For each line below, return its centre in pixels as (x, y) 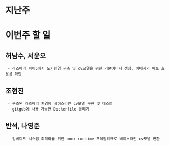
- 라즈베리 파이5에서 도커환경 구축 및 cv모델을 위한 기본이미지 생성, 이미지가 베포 (83, 69)
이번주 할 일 (28, 35)
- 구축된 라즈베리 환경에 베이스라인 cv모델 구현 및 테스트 (60, 104)
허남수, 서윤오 (26, 56)
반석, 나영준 (22, 126)
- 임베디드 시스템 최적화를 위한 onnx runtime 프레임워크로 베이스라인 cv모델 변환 (84, 139)
